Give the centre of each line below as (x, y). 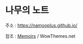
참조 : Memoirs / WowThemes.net (40, 36)
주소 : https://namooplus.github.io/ (42, 25)
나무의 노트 (27, 10)
